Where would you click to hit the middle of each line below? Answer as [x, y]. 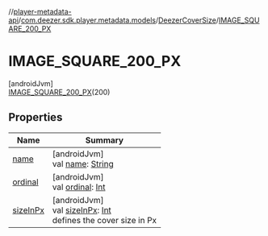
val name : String [83, 164]
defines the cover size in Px [105, 220]
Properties [36, 117]
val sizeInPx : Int [82, 210]
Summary [104, 140]
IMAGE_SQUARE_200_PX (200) [59, 92]
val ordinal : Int [79, 187]
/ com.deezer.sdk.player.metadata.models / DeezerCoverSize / [119, 20]
